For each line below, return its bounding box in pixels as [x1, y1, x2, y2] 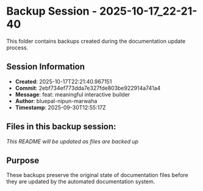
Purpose [6, 155, 40, 165]
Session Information [6, 62, 85, 72]
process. [6, 44, 29, 51]
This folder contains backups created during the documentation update [6, 37, 186, 45]
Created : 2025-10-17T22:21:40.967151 [15, 77, 112, 85]
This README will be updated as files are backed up [6, 137, 139, 145]
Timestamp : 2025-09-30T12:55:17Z [15, 104, 107, 111]
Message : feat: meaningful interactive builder [15, 90, 130, 98]
